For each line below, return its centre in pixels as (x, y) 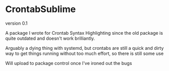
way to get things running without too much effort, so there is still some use (84, 53)
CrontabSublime (41, 9)
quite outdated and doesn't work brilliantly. (50, 38)
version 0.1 (17, 23)
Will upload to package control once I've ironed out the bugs (69, 63)
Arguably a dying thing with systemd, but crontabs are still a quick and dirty (84, 48)
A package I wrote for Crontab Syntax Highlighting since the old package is (84, 33)
